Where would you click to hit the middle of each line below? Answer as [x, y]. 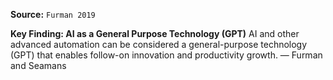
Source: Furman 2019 [53, 14]
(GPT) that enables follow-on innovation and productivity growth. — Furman [166, 55]
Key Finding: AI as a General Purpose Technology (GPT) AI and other [155, 33]
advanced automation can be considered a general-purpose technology [159, 44]
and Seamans [38, 65]
